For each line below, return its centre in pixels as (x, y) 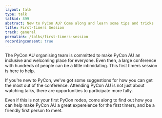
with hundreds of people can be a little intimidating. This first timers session (81, 65)
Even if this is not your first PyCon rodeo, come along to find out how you (79, 100)
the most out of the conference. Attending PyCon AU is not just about (75, 85)
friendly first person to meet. (34, 110)
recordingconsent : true (29, 41)
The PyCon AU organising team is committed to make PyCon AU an (73, 55)
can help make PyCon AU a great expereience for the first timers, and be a (80, 105)
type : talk (16, 14)
